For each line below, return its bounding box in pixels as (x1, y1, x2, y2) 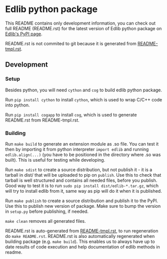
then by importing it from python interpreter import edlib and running (5, 146, 149, 152)
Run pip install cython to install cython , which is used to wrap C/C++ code (5, 96, 162, 102)
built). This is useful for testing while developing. (5, 157, 105, 163)
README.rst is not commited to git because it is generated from (5, 40, 136, 46)
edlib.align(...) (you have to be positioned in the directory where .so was (5, 152, 161, 158)
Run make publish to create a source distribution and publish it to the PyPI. (5, 197, 158, 204)
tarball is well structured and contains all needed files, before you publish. (5, 177, 157, 183)
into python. (5, 102, 30, 108)
